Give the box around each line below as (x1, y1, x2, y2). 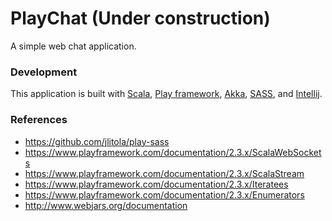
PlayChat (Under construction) (10, 7, 271, 30)
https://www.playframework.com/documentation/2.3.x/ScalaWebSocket (24, 146, 322, 158)
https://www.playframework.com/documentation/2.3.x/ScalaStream (24, 167, 305, 179)
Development (10, 65, 78, 79)
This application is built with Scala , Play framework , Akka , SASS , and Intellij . (10, 88, 323, 100)
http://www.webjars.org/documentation (24, 199, 188, 211)
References (10, 113, 68, 127)
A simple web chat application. (10, 40, 137, 52)
